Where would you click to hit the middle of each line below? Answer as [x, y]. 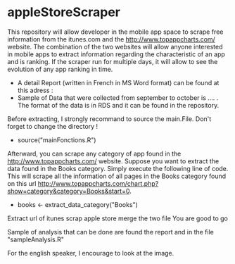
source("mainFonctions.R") [57, 140]
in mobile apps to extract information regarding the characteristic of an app [116, 54]
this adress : [35, 90]
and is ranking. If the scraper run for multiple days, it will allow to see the [113, 61]
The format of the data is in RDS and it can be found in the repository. [118, 105]
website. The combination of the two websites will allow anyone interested [115, 46]
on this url [22, 183]
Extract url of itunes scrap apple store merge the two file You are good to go [118, 218]
